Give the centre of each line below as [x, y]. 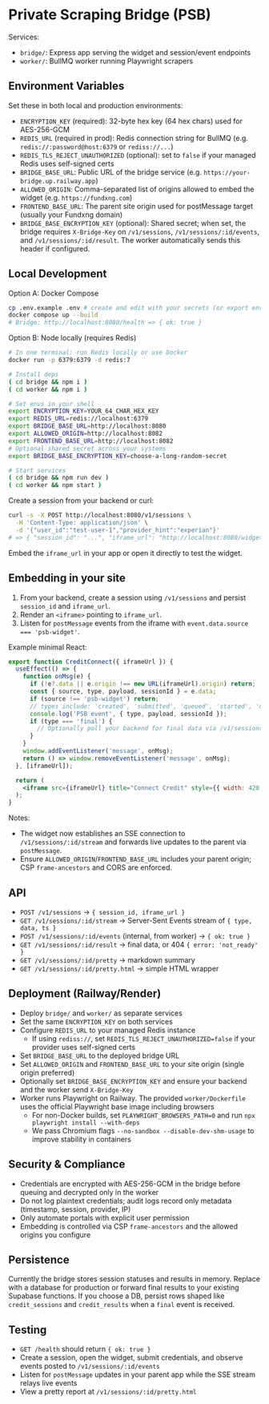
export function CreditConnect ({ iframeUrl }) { [91, 662]
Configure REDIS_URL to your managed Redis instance [108, 1030]
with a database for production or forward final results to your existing [124, 1288]
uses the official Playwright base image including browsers [117, 1106]
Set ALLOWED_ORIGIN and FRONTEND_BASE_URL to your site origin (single [132, 1064]
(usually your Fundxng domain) [71, 215]
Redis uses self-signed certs [67, 163]
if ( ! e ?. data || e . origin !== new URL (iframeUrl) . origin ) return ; [143, 684]
